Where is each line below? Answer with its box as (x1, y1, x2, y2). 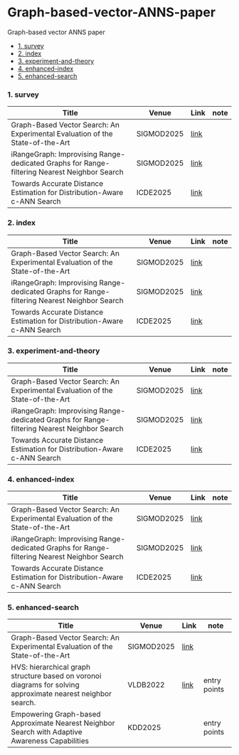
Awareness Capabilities (11, 736, 89, 746)
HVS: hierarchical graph (11, 662, 91, 672)
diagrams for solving (11, 680, 80, 690)
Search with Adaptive (11, 727, 83, 737)
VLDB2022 (127, 680, 165, 690)
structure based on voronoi (11, 671, 102, 681)
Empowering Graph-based (11, 709, 101, 719)
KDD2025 (127, 723, 161, 733)
